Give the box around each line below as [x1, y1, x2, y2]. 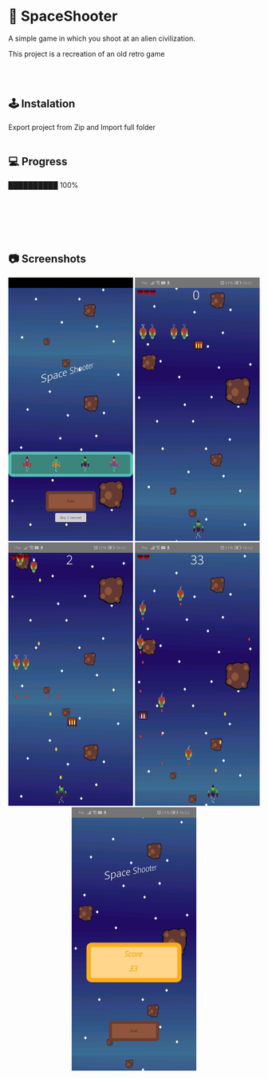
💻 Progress [8, 155, 68, 168]
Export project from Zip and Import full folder [8, 122, 156, 132]
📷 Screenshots [8, 251, 86, 266]
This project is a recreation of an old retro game [8, 49, 165, 58]
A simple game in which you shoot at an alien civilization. [8, 34, 195, 43]
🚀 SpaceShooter [8, 7, 118, 26]
